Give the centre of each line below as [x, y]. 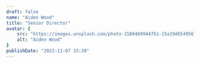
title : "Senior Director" [38, 23]
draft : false [22, 12]
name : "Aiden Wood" [31, 17]
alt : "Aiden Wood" [40, 40]
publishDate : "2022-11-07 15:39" [48, 51]
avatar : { [19, 28]
